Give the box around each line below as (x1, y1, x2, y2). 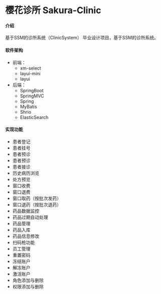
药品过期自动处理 (12, 214, 48, 220)
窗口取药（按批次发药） (12, 195, 61, 201)
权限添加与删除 (12, 283, 44, 289)
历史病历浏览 (12, 170, 39, 176)
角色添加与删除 (12, 277, 44, 283)
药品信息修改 (12, 233, 39, 239)
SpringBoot (20, 87, 44, 93)
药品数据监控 (12, 208, 39, 214)
